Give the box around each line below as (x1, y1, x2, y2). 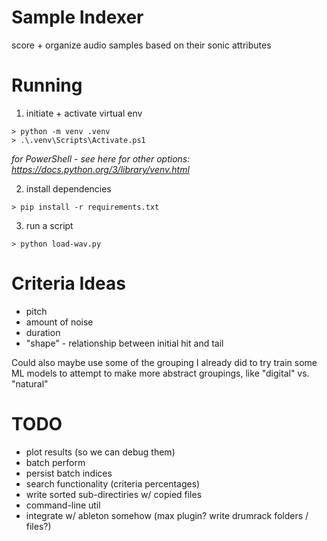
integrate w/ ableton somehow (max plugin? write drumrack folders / (25, 509, 309, 521)
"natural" (11, 377, 49, 390)
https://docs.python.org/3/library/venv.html (11, 163, 190, 175)
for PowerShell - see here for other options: (11, 152, 191, 165)
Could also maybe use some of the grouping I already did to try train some (11, 356, 318, 368)
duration (25, 326, 61, 338)
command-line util (25, 499, 101, 511)
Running (11, 74, 83, 97)
